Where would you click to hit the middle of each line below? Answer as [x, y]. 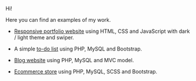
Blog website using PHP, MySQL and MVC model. [74, 60]
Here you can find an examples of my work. [58, 20]
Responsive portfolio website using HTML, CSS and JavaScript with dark [102, 31]
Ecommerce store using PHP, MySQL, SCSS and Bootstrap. [86, 72]
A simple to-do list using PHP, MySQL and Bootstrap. [78, 49]
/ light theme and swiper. [44, 37]
